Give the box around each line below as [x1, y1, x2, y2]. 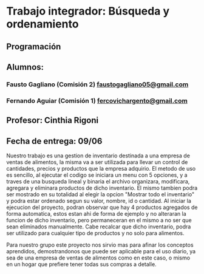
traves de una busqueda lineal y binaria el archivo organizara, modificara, [6, 178, 190, 185]
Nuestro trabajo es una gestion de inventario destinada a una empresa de [6, 152, 190, 159]
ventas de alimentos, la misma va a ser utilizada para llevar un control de [6, 159, 188, 166]
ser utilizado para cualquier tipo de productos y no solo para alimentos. [6, 230, 185, 237]
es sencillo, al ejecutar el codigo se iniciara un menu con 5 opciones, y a [6, 171, 188, 179]
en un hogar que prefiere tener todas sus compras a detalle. [6, 261, 157, 268]
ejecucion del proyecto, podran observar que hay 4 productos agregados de [6, 204, 198, 211]
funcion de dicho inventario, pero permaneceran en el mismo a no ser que [6, 217, 192, 224]
